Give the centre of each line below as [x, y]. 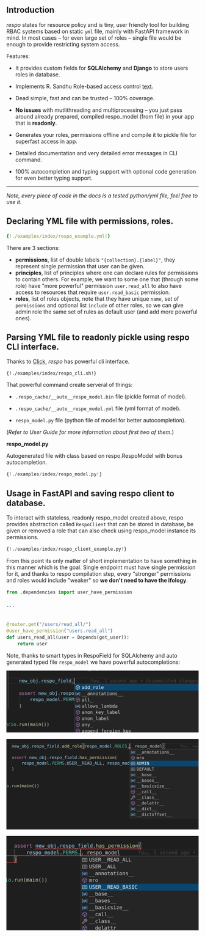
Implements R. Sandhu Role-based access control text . [84, 86]
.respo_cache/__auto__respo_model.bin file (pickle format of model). [101, 397]
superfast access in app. [46, 141]
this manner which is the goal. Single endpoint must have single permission [101, 567]
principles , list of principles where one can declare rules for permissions [106, 273]
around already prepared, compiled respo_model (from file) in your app [104, 116]
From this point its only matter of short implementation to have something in [102, 560]
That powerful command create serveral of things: [70, 385]
